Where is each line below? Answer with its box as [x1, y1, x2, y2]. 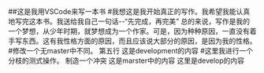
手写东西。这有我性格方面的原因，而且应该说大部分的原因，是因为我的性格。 [8, 36, 257, 46]
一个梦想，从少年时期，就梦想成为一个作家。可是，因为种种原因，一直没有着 [8, 27, 257, 35]
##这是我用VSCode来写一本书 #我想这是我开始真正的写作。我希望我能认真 [8, 7, 251, 16]
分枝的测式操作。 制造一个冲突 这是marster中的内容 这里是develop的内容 [8, 56, 245, 65]
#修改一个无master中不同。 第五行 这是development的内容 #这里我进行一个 [8, 46, 254, 55]
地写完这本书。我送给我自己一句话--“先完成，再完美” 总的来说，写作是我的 [8, 16, 251, 26]
